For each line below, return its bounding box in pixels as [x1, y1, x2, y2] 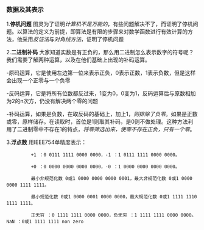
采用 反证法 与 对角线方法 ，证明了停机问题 [22, 35, 124, 43]
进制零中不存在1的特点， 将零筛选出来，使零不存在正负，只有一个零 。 [22, 126, 195, 133]
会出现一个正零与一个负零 [6, 77, 71, 84]
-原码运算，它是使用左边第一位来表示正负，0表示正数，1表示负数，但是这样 [6, 69, 196, 77]
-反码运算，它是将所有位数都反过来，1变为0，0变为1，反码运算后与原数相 [6, 90, 191, 97]
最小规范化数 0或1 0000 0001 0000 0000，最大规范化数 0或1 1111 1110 [30, 194, 197, 200]
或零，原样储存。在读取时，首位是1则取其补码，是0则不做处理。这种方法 [6, 118, 188, 126]
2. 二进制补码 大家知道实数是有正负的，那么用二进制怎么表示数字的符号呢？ [6, 49, 194, 56]
